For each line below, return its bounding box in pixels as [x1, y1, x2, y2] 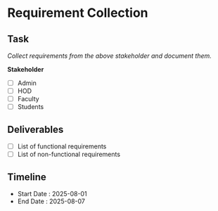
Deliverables [7, 123, 64, 135]
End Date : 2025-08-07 [17, 197, 86, 205]
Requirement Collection [7, 5, 149, 21]
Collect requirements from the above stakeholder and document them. [7, 51, 212, 60]
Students [17, 103, 44, 111]
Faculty [17, 95, 40, 103]
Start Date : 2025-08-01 [17, 190, 87, 198]
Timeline [7, 171, 47, 183]
